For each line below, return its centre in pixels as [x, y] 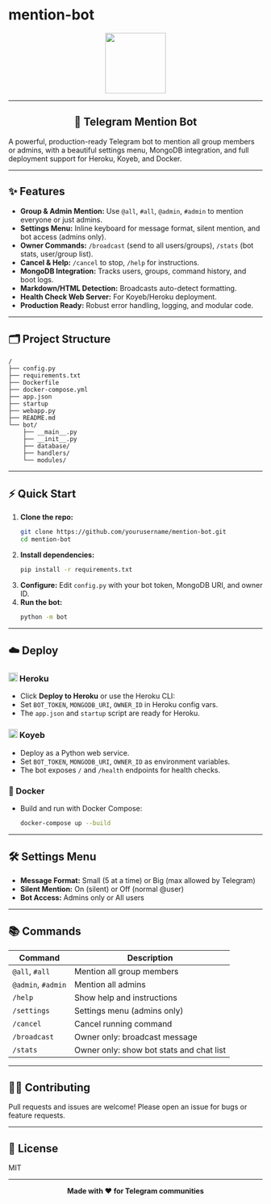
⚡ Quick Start [42, 494]
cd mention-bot [46, 540]
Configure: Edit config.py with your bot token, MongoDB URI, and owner [141, 585]
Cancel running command [123, 1024]
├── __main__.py [50, 432]
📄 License [33, 1148]
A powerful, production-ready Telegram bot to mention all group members [132, 141]
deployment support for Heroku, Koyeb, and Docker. [95, 158]
